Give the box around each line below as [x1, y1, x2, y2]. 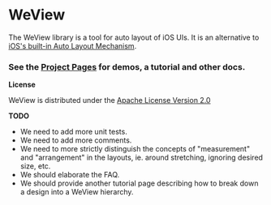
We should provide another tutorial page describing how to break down [19, 178, 259, 188]
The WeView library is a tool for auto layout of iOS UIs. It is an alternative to [8, 32, 260, 42]
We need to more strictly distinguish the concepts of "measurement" [19, 144, 250, 154]
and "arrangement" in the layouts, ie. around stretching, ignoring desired [19, 152, 264, 163]
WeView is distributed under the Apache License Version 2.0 [8, 96, 211, 105]
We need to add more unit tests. [19, 127, 127, 137]
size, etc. [19, 161, 51, 171]
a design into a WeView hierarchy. [19, 187, 134, 197]
